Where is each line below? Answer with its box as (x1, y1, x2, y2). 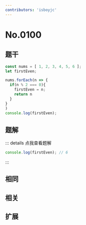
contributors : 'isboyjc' (5, 7, 57, 13)
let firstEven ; (5, 68, 37, 73)
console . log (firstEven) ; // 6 (5, 150, 68, 155)
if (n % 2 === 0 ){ (9, 83, 46, 88)
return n (14, 92, 32, 97)
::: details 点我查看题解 (5, 140, 51, 146)
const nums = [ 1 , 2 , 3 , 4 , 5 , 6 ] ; (5, 64, 81, 69)
